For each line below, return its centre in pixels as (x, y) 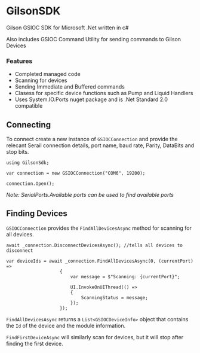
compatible (29, 106)
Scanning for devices (41, 80)
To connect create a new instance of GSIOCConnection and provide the (92, 139)
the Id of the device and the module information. (66, 325)
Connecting (29, 125)
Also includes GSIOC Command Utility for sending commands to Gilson (93, 39)
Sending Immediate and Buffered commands (70, 87)
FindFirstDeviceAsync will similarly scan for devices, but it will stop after (95, 337)
